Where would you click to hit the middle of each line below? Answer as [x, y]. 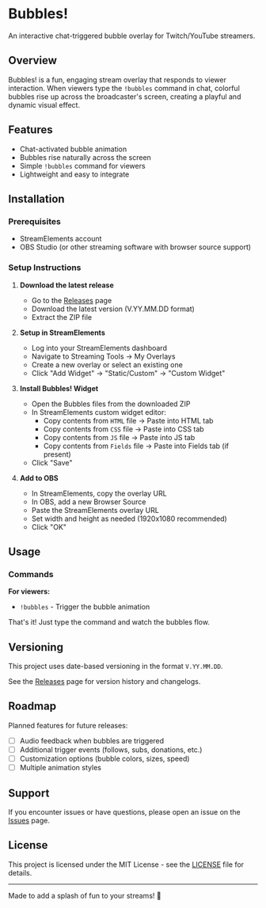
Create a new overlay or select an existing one [107, 364]
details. [20, 872]
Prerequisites [34, 221]
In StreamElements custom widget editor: [99, 412]
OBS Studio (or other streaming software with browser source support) [135, 247]
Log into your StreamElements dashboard [99, 348]
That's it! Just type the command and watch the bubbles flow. [109, 622]
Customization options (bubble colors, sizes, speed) [104, 758]
